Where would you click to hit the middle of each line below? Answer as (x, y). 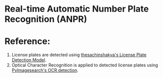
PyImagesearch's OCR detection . (45, 70)
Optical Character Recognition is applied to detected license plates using (85, 65)
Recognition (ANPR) (46, 19)
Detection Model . (29, 60)
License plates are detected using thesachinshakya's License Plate (79, 55)
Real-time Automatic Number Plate (77, 9)
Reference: (28, 41)
